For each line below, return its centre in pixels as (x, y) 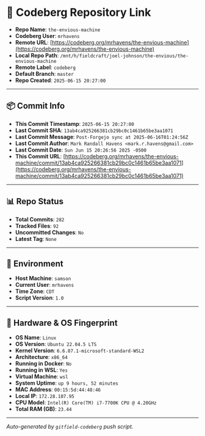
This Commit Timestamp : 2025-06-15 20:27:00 (74, 124)
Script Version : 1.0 (39, 298)
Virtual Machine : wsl (41, 377)
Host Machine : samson (43, 278)
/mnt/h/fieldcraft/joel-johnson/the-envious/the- (124, 56)
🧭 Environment (35, 263)
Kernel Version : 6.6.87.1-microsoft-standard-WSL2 (80, 350)
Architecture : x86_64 (41, 357)
